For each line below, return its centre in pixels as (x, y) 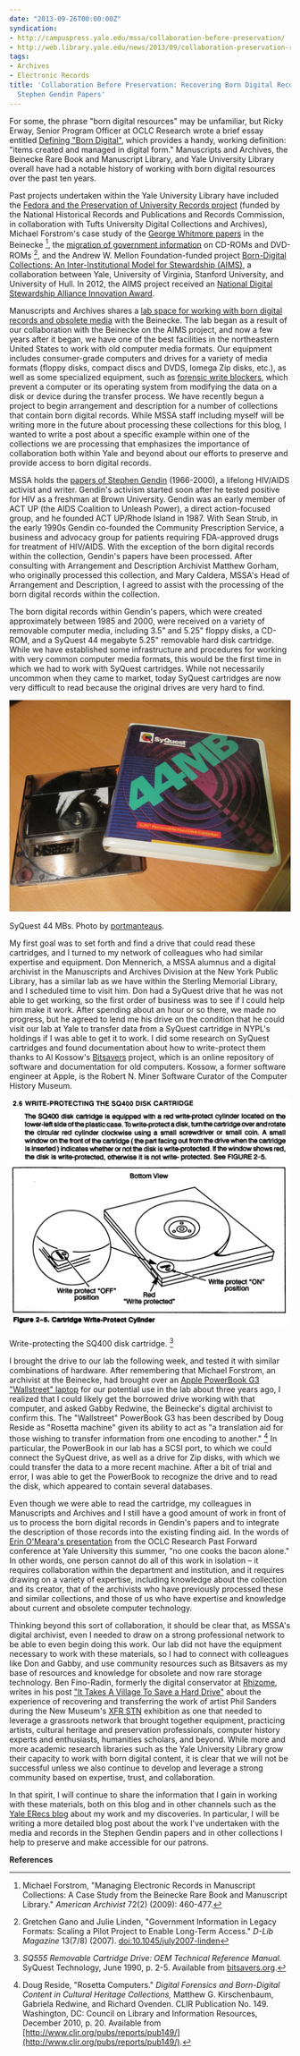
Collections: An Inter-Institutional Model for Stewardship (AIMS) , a (130, 265)
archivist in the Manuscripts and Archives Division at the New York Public (144, 972)
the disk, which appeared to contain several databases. (111, 1486)
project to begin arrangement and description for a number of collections (144, 405)
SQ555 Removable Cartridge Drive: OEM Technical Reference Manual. (152, 1958)
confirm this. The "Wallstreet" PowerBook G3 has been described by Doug (146, 1418)
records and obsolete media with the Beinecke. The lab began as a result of (148, 320)
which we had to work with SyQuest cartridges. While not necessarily (137, 668)
